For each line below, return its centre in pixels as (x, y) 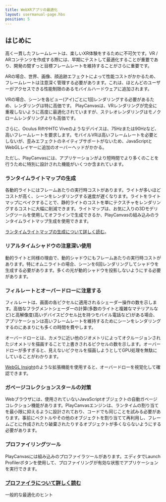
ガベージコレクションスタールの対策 (48, 387)
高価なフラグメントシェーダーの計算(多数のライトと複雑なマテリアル (83, 309)
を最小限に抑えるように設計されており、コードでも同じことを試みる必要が (81, 412)
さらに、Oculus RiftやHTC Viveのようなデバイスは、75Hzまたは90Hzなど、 (82, 129)
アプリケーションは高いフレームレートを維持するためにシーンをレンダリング (83, 321)
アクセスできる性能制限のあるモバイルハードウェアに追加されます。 (83, 89)
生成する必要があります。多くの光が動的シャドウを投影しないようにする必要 (83, 270)
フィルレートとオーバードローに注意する (53, 290)
